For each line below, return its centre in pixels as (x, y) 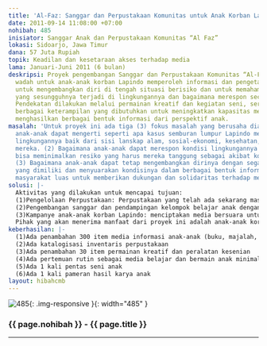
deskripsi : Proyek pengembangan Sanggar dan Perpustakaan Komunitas (124, 75)
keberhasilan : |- (37, 230)
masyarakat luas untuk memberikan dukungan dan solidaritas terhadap (133, 178)
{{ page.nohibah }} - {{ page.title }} (77, 325)
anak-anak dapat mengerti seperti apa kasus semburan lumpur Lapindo (133, 133)
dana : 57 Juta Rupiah (44, 52)
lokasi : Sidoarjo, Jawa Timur (58, 45)
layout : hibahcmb (37, 281)
